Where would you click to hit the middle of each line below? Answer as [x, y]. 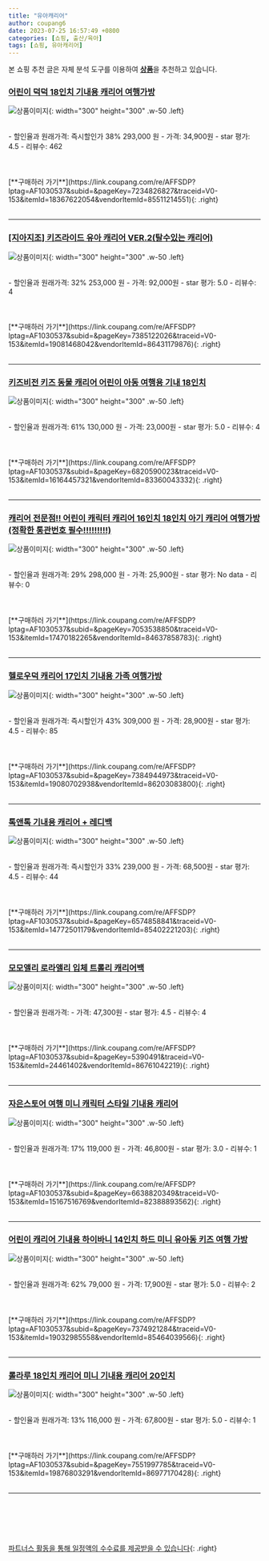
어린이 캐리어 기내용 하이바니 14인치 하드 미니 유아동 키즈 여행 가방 [128, 1240]
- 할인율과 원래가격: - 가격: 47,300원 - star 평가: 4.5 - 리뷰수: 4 [107, 1012]
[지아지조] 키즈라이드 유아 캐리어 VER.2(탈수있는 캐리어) [111, 238]
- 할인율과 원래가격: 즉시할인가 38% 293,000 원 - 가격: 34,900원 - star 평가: [129, 136]
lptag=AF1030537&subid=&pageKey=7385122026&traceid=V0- [113, 335]
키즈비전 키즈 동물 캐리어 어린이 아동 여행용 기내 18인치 [107, 382]
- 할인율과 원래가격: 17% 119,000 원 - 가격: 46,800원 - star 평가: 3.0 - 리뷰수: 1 [133, 1148]
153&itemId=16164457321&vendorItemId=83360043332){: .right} [115, 480]
